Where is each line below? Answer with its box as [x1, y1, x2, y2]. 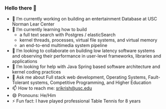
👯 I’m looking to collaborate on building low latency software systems [12, 47, 155, 54]
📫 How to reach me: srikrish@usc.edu [12, 85, 92, 91]
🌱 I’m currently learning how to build [12, 26, 87, 32]
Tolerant [12, 79, 30, 85]
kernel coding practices [12, 69, 61, 75]
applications [12, 58, 38, 64]
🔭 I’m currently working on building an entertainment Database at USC [12, 16, 157, 22]
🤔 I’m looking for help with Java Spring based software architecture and [12, 63, 160, 69]
